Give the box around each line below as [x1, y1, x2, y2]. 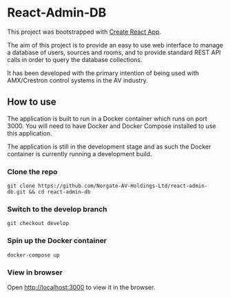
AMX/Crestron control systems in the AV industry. [7, 76, 148, 84]
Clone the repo [7, 167, 58, 176]
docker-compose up [7, 251, 60, 259]
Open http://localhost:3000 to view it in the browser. [7, 283, 156, 291]
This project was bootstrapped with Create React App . [7, 28, 162, 36]
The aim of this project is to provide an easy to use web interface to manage [7, 41, 224, 49]
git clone [7, 182, 36, 190]
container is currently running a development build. [7, 149, 153, 158]
